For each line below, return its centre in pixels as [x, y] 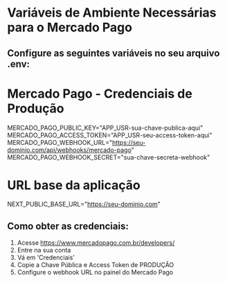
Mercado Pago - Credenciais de [100, 93]
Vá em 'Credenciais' [46, 257]
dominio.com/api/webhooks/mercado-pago [69, 150]
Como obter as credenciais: [68, 226]
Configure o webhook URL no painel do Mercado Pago [95, 273]
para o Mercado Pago [70, 27]
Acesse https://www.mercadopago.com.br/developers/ [96, 243]
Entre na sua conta [44, 250]
